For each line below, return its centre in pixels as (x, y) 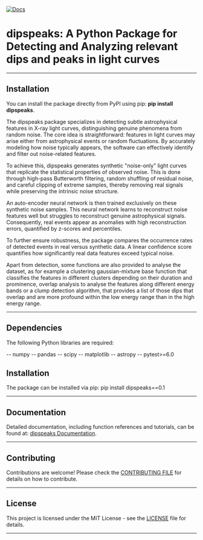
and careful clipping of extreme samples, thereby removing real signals (95, 185)
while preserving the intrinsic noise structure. (63, 191)
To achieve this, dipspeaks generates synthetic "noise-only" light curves (97, 166)
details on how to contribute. (42, 479)
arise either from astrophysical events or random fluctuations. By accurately (101, 141)
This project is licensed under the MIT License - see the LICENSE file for (96, 518)
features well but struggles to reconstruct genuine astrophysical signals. (96, 216)
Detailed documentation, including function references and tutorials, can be (100, 427)
